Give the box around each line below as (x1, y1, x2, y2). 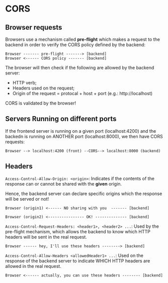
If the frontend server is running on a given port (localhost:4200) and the (5, 128, 156, 134)
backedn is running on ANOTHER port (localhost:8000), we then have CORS (5, 133, 163, 139)
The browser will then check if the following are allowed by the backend (5, 65, 154, 70)
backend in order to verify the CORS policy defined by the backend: (5, 42, 146, 48)
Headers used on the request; (12, 85, 75, 91)
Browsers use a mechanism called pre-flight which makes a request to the (5, 36, 160, 42)
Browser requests (5, 23, 62, 32)
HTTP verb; (12, 80, 37, 85)
